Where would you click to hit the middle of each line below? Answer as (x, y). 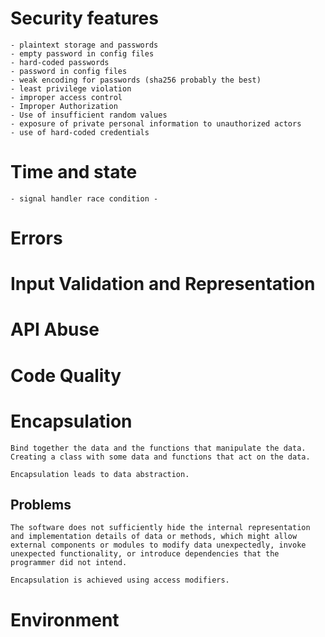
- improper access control (66, 97)
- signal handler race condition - (84, 198)
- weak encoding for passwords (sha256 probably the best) (136, 80)
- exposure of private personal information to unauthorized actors (156, 123)
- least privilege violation (71, 88)
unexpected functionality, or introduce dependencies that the (145, 554)
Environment (65, 619)
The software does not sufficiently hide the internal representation (160, 528)
